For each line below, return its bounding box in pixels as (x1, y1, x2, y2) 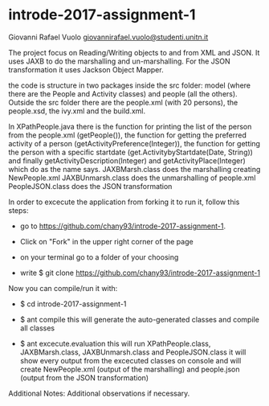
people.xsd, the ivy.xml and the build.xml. (8, 106, 146, 116)
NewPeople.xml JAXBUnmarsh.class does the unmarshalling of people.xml (8, 173, 256, 182)
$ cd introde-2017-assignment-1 (19, 299, 127, 309)
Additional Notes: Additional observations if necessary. (8, 388, 190, 398)
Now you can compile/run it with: (8, 283, 118, 293)
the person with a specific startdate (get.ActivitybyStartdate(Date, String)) (8, 147, 253, 157)
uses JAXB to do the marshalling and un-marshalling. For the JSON (8, 56, 230, 66)
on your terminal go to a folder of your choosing (19, 252, 179, 262)
